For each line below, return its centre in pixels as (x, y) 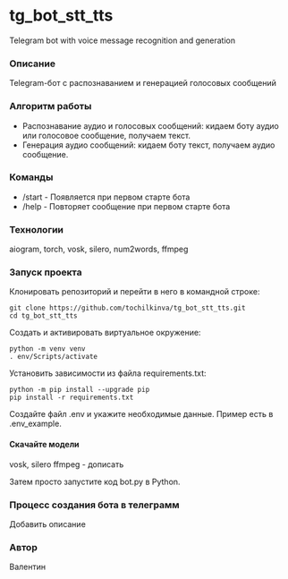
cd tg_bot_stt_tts (43, 316)
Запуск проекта (46, 272)
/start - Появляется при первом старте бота (106, 197)
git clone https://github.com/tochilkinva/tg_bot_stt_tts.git (127, 308)
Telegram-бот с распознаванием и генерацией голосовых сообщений (143, 83)
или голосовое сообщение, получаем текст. (106, 135)
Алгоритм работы (51, 106)
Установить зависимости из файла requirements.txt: (108, 373)
